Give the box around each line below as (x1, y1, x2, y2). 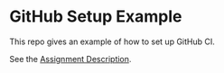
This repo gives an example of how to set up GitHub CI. (9, 36, 215, 47)
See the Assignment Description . (9, 53, 132, 64)
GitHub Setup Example (9, 6, 182, 27)
